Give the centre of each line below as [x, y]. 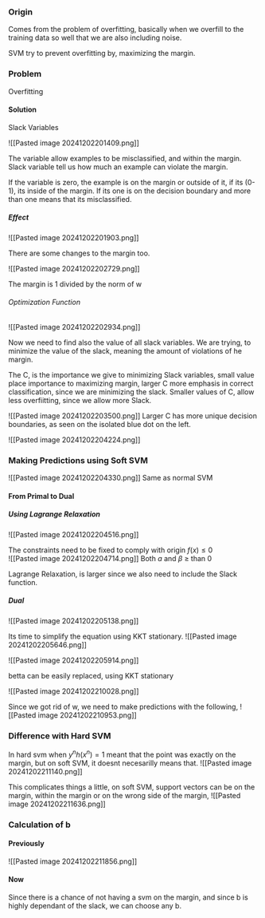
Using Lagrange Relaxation [55, 514]
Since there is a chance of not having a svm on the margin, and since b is [128, 897]
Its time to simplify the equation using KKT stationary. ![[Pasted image [123, 636]
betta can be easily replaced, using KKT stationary [91, 675]
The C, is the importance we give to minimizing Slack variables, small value [131, 374]
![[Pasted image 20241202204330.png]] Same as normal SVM [111, 478]
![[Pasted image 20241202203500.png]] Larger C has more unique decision [132, 415]
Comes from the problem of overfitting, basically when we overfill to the [126, 30]
